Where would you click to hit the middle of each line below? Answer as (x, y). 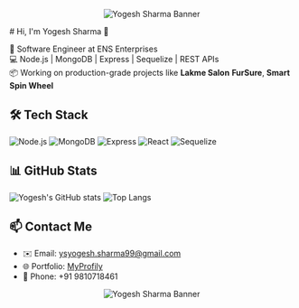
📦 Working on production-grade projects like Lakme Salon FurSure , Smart (150, 73)
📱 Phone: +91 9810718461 (70, 276)
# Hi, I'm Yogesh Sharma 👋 (59, 31)
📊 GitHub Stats (53, 171)
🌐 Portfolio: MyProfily (63, 266)
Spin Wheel (32, 85)
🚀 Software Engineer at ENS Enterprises (84, 49)
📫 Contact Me (51, 227)
